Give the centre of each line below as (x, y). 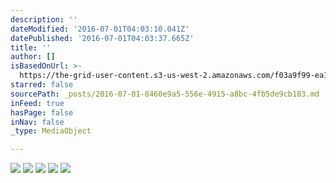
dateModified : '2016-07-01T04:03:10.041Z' (100, 29)
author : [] (33, 57)
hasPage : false (42, 112)
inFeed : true (37, 103)
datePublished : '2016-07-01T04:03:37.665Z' (102, 38)
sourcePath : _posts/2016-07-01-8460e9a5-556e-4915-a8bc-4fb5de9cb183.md (165, 94)
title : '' (31, 47)
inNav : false (37, 122)
